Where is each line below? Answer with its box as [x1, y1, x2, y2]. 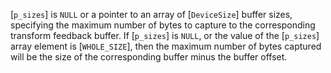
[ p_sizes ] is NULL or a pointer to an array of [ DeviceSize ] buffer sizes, [10, 9, 293, 20]
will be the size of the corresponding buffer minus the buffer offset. [10, 51, 288, 63]
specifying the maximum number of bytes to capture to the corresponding [10, 19, 316, 31]
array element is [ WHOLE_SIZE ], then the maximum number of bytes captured [10, 40, 322, 52]
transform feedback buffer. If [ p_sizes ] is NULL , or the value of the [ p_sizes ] [10, 30, 320, 41]
